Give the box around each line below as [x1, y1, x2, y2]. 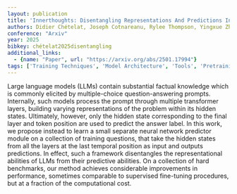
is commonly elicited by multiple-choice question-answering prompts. [7, 89, 211, 98]
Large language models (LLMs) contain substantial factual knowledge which [7, 82, 229, 90]
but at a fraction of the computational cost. [7, 179, 132, 187]
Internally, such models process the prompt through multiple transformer [7, 96, 219, 105]
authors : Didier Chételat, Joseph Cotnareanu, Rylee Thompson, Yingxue [7, 23, 222, 30]
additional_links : [7, 50, 61, 57]
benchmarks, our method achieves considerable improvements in [7, 164, 198, 172]
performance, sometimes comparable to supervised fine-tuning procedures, [7, 172, 229, 180]
